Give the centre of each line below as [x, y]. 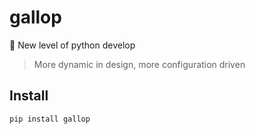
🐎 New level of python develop [72, 45]
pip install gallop [50, 119]
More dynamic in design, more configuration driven [139, 64]
